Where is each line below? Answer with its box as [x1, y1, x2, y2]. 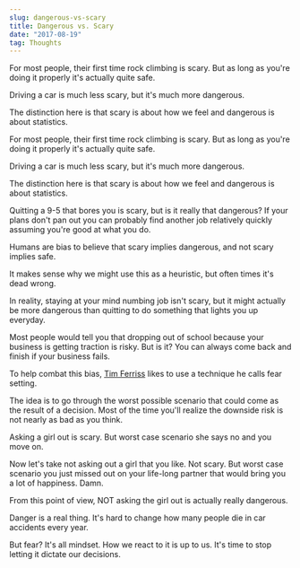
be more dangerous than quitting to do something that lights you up [9, 305, 259, 316]
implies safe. [9, 251, 56, 262]
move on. [9, 441, 44, 452]
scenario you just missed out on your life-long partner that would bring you [9, 468, 287, 479]
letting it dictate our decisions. [9, 549, 121, 560]
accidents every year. [9, 522, 90, 533]
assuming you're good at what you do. [9, 224, 151, 235]
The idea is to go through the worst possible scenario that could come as [9, 396, 279, 406]
